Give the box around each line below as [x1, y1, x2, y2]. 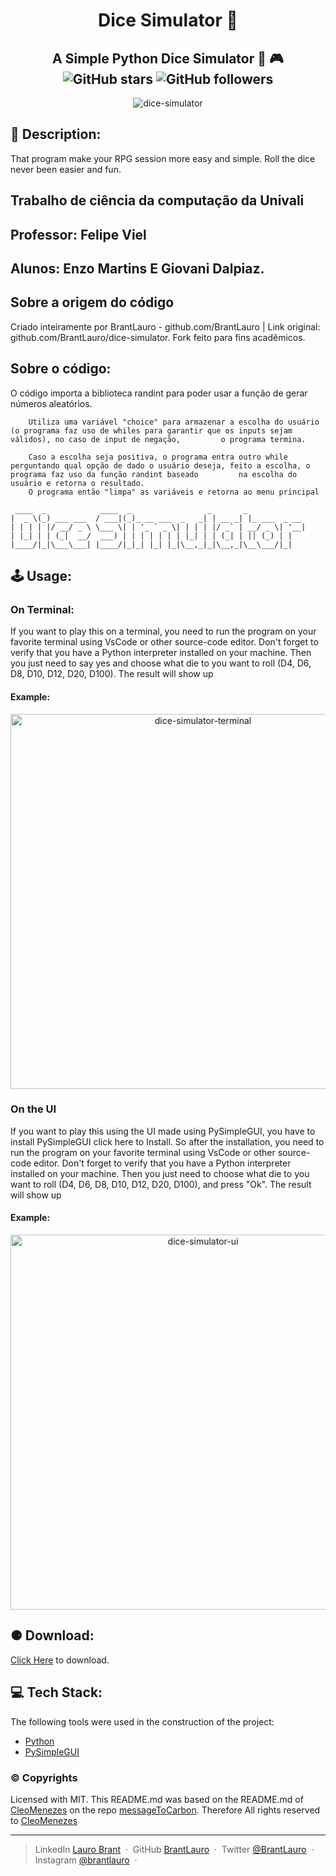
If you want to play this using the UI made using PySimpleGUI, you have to [10, 1125, 316, 1137]
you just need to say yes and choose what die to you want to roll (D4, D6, [10, 657, 312, 669]
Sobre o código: [10, 360, 112, 378]
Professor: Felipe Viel [10, 226, 147, 243]
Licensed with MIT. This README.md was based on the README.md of [10, 1793, 304, 1805]
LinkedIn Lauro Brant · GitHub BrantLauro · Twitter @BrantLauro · [34, 1843, 315, 1855]
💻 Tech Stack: [10, 1684, 103, 1701]
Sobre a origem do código [10, 294, 175, 311]
